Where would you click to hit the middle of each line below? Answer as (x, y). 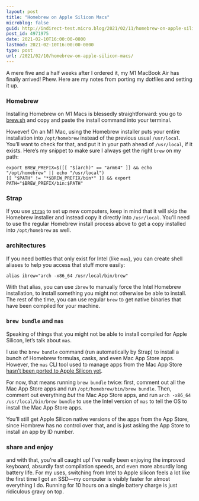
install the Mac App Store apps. (44, 407)
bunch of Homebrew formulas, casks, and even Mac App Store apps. (90, 358)
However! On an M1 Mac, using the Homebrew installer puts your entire (93, 131)
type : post (20, 51)
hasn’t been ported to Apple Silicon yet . (54, 371)
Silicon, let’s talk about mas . (39, 340)
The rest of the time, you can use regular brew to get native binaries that (94, 299)
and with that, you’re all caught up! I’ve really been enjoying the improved (96, 460)
